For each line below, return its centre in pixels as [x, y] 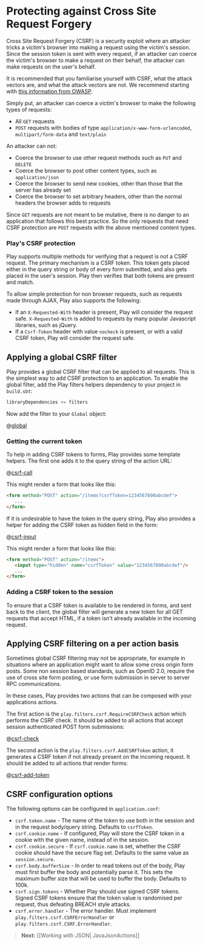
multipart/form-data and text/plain [61, 134]
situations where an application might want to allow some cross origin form [100, 665]
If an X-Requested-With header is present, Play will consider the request [104, 312]
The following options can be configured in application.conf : [83, 809]
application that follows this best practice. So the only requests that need [98, 221]
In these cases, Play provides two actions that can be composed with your [99, 696]
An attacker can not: [32, 146]
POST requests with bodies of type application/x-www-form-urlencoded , [103, 127]
